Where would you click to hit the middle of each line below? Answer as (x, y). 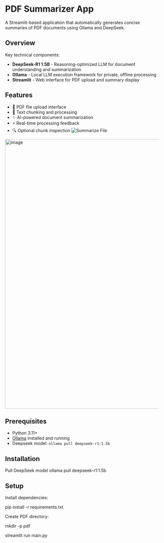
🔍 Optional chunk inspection (41, 130)
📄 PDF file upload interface (39, 107)
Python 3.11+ (25, 433)
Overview (20, 43)
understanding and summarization (47, 69)
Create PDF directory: (27, 516)
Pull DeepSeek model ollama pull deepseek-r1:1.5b (56, 471)
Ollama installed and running (41, 438)
